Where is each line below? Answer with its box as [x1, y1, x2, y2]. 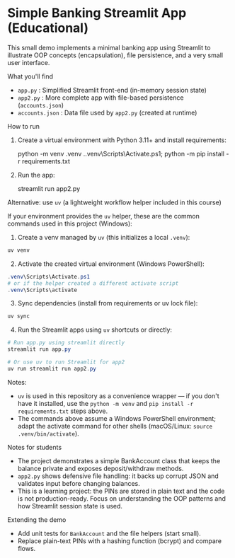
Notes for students [7, 443, 62, 451]
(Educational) [7, 20, 88, 36]
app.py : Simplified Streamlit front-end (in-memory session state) [17, 86, 207, 94]
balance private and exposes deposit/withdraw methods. [17, 464, 184, 472]
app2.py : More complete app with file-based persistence [17, 93, 184, 102]
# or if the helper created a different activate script [7, 279, 179, 287]
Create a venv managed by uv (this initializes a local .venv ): [17, 233, 190, 241]
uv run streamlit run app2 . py [7, 365, 97, 372]
